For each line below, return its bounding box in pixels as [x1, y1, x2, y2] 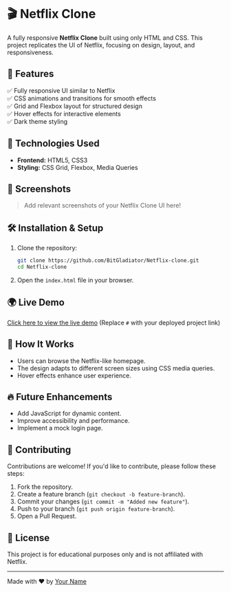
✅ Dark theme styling [7, 117, 68, 125]
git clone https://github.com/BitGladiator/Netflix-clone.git [16, 257, 199, 264]
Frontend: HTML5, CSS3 [16, 156, 88, 164]
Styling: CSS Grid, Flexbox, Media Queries [16, 163, 139, 171]
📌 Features [7, 68, 54, 80]
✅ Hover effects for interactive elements [7, 109, 122, 118]
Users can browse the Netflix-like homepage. [16, 356, 146, 365]
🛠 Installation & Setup [7, 222, 104, 234]
